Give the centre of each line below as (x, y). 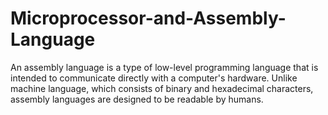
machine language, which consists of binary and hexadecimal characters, (162, 88)
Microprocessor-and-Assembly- (148, 18)
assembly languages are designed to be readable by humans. (137, 99)
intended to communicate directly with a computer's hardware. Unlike (154, 78)
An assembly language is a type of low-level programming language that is (164, 67)
